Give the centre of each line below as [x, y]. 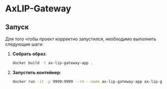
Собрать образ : [29, 54]
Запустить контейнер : [37, 72]
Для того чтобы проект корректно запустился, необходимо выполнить [81, 39]
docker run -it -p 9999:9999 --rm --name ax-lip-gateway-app [77, 82]
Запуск [17, 27]
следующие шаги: [24, 44]
